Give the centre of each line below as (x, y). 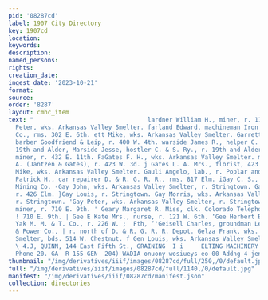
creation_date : (33, 75)
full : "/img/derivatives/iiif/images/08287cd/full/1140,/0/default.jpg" (132, 269)
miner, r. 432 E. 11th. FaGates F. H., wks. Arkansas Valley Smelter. (135, 157)
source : (21, 98)
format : (21, 90)
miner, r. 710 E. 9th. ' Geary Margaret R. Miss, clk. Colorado (124, 209)
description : (30, 53)
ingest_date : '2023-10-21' (53, 82)
